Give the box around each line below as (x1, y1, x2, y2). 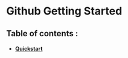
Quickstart (14, 45, 43, 53)
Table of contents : (6, 28, 78, 39)
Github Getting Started (6, 4, 123, 18)
